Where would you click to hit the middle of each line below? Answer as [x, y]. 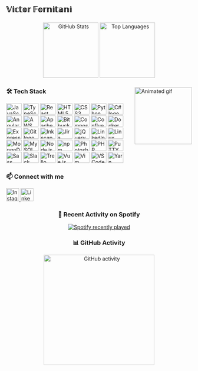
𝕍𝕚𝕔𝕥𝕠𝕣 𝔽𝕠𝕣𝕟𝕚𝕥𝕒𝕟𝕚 [39, 10]
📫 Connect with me [35, 176]
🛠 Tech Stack [26, 92]
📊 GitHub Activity [99, 243]
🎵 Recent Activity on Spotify [99, 214]
